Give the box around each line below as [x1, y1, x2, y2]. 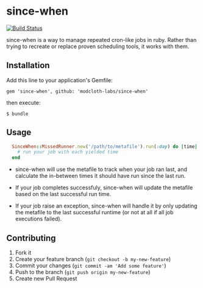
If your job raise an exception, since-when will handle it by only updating [15, 202, 198, 209]
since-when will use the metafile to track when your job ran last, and [15, 166, 188, 173]
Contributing [6, 233, 56, 243]
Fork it [15, 249, 32, 256]
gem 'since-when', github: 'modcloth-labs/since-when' [6, 88, 149, 94]
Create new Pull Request [15, 275, 77, 282]
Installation [6, 60, 50, 71]
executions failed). [15, 215, 62, 223]
